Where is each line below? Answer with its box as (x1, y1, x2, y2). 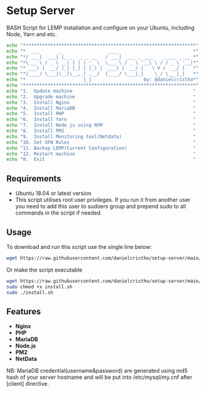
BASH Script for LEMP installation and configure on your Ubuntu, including (6, 24, 195, 31)
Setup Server (6, 4, 75, 18)
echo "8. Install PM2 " (6, 128, 196, 134)
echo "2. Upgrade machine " (6, 93, 196, 100)
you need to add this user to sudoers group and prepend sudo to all (15, 203, 186, 210)
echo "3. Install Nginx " (6, 99, 196, 105)
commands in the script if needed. (15, 209, 102, 216)
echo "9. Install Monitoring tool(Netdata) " (6, 133, 196, 140)
